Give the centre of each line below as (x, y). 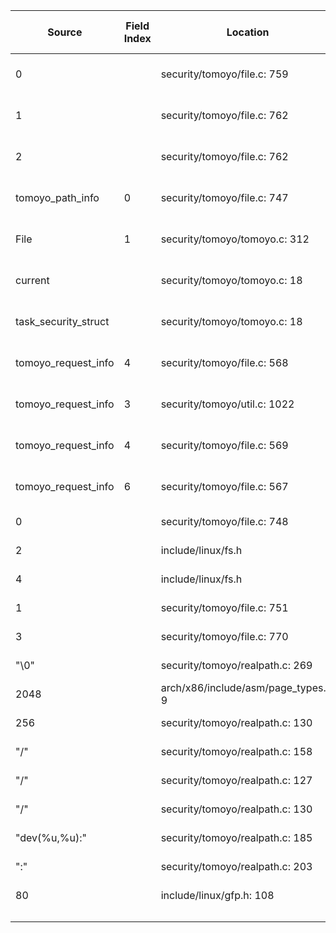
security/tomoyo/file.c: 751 (224, 607)
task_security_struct (62, 321)
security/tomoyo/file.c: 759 (224, 74)
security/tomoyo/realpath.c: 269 (236, 665)
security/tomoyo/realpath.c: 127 (236, 780)
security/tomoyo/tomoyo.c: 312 (235, 239)
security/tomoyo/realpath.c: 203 (236, 866)
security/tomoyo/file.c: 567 (224, 486)
